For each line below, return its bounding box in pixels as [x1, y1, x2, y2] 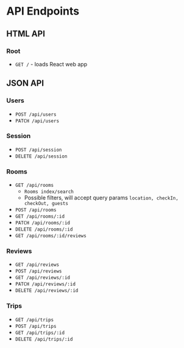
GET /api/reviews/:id [15, 275, 70, 281]
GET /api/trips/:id [15, 330, 65, 336]
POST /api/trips [15, 323, 57, 329]
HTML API [6, 29, 46, 39]
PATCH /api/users [15, 117, 60, 124]
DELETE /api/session [15, 153, 68, 159]
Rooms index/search [24, 189, 74, 195]
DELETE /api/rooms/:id [15, 226, 73, 232]
